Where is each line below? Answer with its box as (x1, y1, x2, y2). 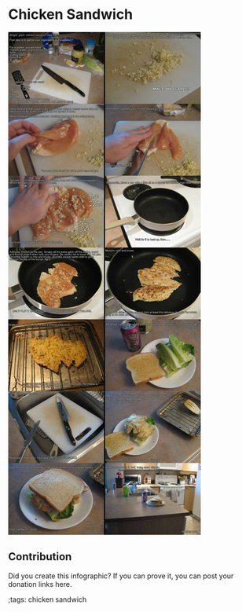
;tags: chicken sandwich (8, 595, 87, 604)
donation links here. (8, 579, 72, 588)
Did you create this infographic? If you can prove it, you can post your (8, 571, 234, 581)
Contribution (8, 550, 72, 563)
